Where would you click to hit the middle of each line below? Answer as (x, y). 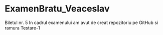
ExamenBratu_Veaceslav (57, 9)
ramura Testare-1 (23, 27)
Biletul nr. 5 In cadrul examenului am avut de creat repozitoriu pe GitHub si (81, 22)
